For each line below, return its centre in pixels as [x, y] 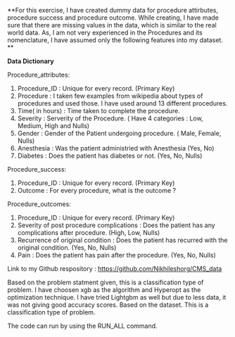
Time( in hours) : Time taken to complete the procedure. [99, 111]
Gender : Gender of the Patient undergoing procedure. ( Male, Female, [119, 133]
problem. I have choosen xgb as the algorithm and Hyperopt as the [104, 290]
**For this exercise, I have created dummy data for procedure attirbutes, [113, 10]
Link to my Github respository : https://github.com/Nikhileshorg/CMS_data [115, 269]
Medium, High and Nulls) [53, 126]
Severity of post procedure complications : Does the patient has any [116, 225]
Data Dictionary [31, 61]
